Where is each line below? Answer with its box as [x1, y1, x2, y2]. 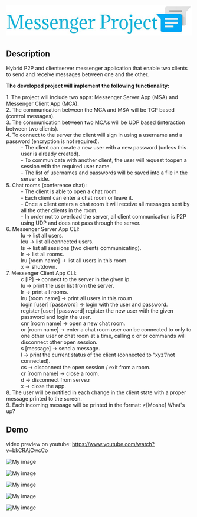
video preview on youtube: [6, 440, 71, 447]
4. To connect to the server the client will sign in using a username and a [6, 131, 183, 138]
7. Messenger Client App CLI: [6, 269, 77, 277]
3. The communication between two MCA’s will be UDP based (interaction [6, 119, 185, 126]
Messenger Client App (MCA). [6, 100, 80, 107]
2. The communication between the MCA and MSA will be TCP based [6, 106, 175, 113]
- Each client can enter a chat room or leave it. [21, 194, 134, 201]
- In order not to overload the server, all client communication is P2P [21, 213, 187, 220]
